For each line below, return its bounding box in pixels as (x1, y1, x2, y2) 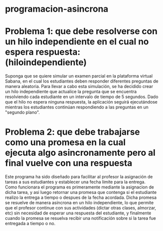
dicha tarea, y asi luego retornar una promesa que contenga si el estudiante (5, 189, 157, 195)
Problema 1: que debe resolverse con (5, 26, 158, 37)
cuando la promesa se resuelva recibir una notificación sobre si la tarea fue (5, 215, 156, 221)
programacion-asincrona (5, 3, 109, 15)
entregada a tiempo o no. (5, 221, 56, 227)
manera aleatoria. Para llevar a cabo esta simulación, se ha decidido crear (5, 84, 153, 89)
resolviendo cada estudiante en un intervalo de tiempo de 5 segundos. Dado (5, 94, 159, 100)
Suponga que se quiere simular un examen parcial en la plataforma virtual (5, 73, 153, 79)
